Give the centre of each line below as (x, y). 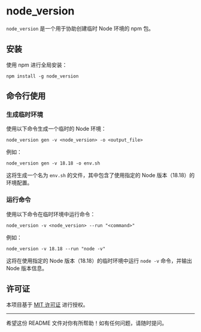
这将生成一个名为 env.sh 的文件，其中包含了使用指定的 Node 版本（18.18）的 (100, 175)
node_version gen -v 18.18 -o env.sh (53, 163)
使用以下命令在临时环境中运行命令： (51, 214)
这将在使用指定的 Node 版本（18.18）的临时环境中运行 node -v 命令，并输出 (99, 261)
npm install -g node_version (42, 76)
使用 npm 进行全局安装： (37, 65)
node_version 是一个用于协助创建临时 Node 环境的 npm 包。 (80, 28)
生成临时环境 (25, 115)
